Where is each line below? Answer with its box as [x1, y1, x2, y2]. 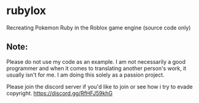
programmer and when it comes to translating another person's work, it [6, 64, 187, 72]
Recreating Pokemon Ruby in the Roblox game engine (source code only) [6, 24, 191, 31]
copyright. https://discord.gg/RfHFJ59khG [6, 90, 113, 97]
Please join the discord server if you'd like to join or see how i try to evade [6, 83, 193, 90]
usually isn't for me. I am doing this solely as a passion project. [6, 71, 165, 78]
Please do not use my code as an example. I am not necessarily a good [6, 58, 186, 65]
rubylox [6, 4, 47, 18]
